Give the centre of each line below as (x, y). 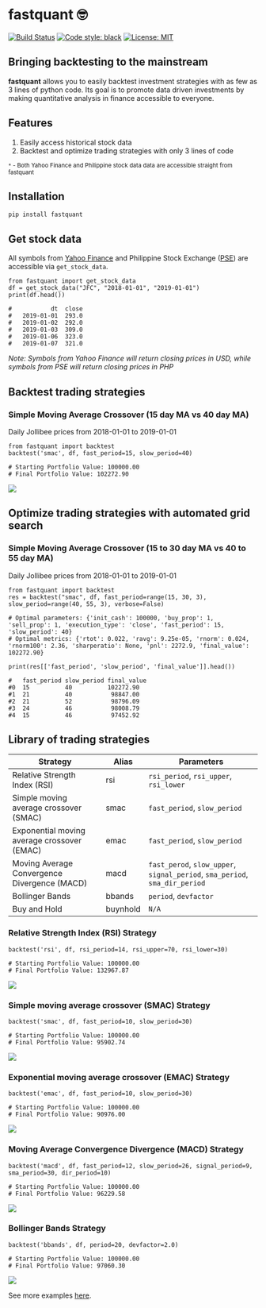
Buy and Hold (37, 909)
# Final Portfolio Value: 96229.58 (67, 1194)
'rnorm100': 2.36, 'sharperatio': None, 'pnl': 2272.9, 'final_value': (129, 646)
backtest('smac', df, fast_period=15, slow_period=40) (101, 453)
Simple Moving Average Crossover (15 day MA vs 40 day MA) (129, 415)
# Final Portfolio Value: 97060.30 (67, 1266)
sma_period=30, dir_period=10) (60, 1173)
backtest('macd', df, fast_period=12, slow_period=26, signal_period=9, (131, 1166)
